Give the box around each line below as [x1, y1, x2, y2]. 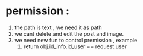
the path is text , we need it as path [14, 24, 102, 31]
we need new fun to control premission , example [14, 36, 138, 43]
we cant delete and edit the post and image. [14, 30, 124, 37]
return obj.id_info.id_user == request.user [23, 43, 127, 50]
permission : [5, 4, 70, 18]
